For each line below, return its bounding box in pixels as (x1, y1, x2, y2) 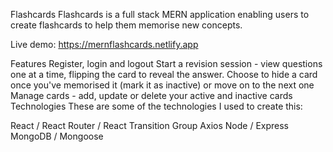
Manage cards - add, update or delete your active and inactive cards (10, 90, 293, 101)
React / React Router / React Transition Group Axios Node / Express (10, 120, 289, 131)
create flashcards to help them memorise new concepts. (10, 19, 243, 31)
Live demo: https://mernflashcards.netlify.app (10, 39, 199, 50)
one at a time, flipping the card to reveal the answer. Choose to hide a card (10, 69, 318, 80)
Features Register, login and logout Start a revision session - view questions (10, 58, 323, 69)
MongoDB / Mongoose (10, 130, 104, 142)
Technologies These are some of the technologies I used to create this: (10, 100, 303, 112)
